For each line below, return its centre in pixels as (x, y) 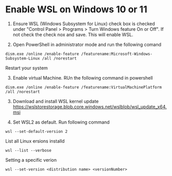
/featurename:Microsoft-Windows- (117, 54)
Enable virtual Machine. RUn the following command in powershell (83, 77)
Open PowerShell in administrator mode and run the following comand (87, 44)
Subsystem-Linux (23, 58)
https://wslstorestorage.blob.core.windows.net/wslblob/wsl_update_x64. (90, 107)
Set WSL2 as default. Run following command (61, 122)
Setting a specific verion (31, 160)
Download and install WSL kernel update (56, 101)
